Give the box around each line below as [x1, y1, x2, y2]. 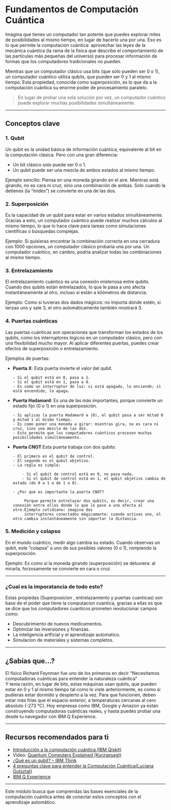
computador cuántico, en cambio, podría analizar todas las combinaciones [5, 249, 162, 255]
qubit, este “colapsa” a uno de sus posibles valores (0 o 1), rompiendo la [5, 544, 157, 551]
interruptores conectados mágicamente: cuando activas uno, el [24, 511, 161, 517]
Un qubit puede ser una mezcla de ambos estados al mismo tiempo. [12, 167, 156, 173]
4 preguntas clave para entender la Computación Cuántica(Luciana [12, 763, 154, 769]
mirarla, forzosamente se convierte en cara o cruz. [5, 565, 111, 571]
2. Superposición [5, 200, 49, 207]
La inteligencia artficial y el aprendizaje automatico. [12, 632, 121, 638]
